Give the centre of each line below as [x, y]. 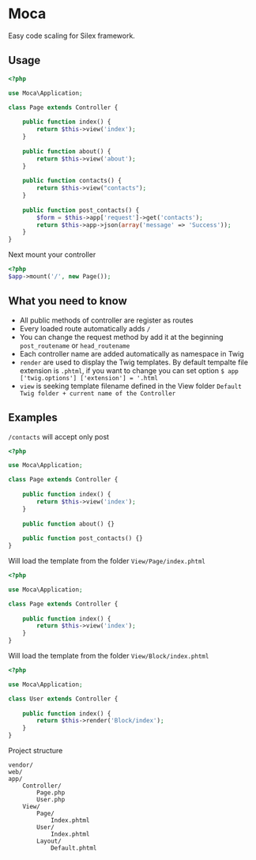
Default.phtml [73, 848]
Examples [33, 418]
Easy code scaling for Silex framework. [72, 36]
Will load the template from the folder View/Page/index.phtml [107, 561]
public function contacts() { [72, 181]
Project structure [36, 751]
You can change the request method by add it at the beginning [121, 337]
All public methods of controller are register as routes [106, 320]
